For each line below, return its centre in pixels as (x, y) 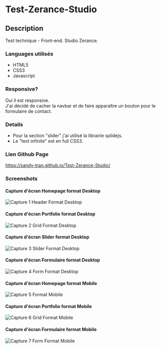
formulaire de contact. (29, 111)
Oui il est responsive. (27, 100)
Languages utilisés (29, 54)
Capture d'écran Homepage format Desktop (53, 191)
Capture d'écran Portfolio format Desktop (50, 214)
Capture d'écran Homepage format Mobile (51, 283)
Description (24, 28)
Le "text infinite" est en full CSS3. (48, 141)
